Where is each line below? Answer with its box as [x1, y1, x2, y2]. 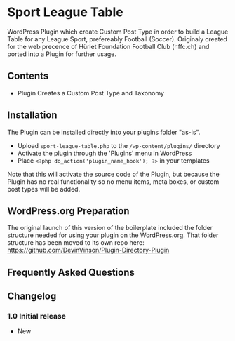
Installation [7, 109, 58, 121]
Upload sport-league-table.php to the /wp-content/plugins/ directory [17, 141, 220, 149]
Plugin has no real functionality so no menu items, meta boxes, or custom [7, 177, 220, 186]
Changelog [7, 290, 57, 302]
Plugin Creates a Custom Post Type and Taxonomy [17, 88, 165, 97]
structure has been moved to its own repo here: [7, 239, 145, 247]
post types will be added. [7, 185, 81, 193]
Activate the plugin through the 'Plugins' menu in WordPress [17, 149, 192, 157]
